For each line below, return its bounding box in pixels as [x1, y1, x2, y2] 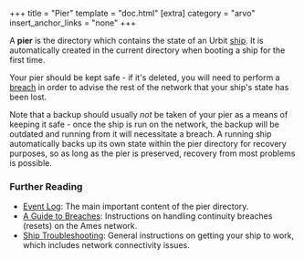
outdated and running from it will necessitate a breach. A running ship [9, 129, 272, 140]
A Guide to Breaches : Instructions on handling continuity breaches [22, 211, 273, 222]
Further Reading [9, 180, 83, 192]
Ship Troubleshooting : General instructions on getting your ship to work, [22, 230, 295, 241]
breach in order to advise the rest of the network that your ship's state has [9, 82, 289, 92]
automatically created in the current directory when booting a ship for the [9, 45, 286, 56]
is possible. [9, 158, 53, 168]
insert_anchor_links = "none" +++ [9, 17, 137, 28]
